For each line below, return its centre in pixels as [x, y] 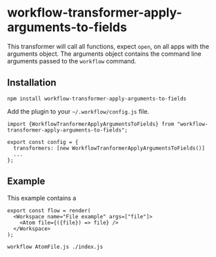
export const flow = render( [49, 210]
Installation [32, 83]
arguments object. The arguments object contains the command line [104, 54]
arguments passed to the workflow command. [72, 61]
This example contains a [42, 198]
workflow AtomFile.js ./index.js [55, 247]
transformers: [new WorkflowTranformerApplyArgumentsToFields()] [109, 148]
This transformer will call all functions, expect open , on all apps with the [108, 46]
